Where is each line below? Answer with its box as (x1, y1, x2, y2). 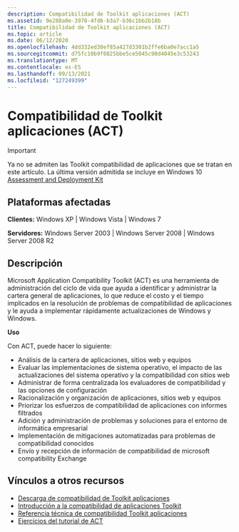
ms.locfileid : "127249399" (7, 76, 88, 84)
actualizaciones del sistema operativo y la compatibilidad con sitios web (17, 371, 230, 379)
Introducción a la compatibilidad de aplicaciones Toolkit (17, 501, 182, 510)
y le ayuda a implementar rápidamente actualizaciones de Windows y (7, 306, 212, 315)
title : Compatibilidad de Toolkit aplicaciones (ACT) (7, 24, 171, 31)
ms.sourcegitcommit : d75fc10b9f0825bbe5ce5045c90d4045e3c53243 (7, 51, 200, 58)
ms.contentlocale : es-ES (7, 64, 81, 71)
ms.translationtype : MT (7, 57, 78, 64)
